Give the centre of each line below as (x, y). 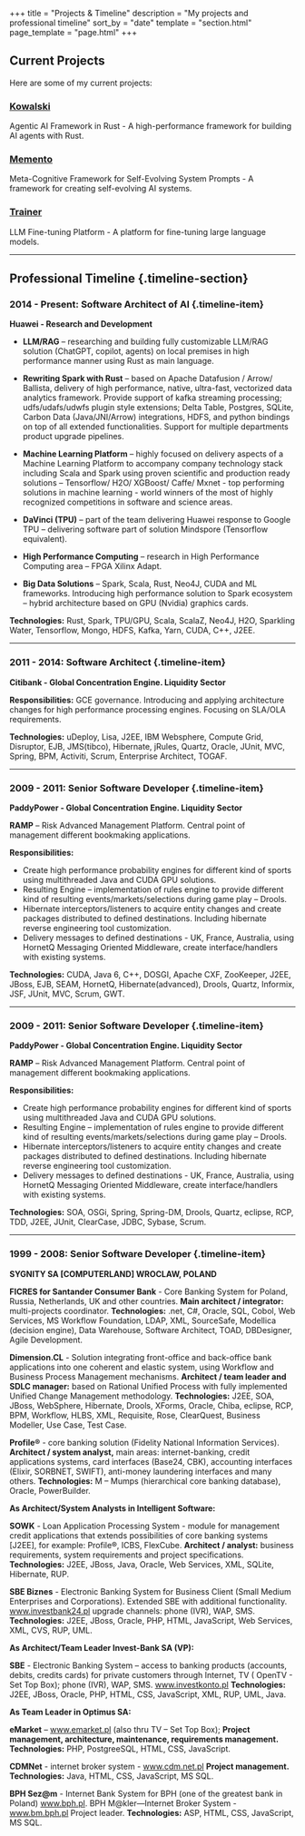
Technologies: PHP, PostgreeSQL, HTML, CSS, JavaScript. (120, 1748)
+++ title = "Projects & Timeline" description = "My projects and (129, 13)
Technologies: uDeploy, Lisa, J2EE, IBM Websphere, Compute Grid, (137, 736)
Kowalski (30, 106)
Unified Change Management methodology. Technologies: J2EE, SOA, (142, 1396)
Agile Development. (46, 1340)
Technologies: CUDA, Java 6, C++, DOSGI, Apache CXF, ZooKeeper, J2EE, (150, 974)
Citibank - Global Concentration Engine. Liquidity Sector (118, 682)
